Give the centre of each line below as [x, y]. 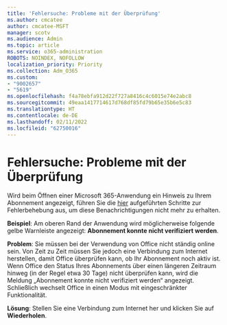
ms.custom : [23, 77]
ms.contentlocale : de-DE [43, 115]
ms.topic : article [33, 45]
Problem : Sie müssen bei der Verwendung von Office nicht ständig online [111, 244]
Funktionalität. [27, 295]
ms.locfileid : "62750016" [44, 128]
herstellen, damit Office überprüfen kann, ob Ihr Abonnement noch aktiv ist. [114, 258]
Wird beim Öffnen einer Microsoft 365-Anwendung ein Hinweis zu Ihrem [109, 195]
